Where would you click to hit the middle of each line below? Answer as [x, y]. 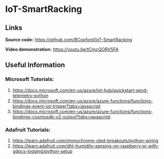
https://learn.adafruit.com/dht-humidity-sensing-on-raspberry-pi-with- [85, 145]
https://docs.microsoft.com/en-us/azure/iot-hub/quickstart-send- [80, 90]
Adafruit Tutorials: [28, 129]
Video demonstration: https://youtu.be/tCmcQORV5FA [62, 49]
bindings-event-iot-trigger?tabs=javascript [56, 106]
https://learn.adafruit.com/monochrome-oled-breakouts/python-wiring [85, 140]
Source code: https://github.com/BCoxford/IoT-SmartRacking [69, 39]
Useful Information [35, 65]
